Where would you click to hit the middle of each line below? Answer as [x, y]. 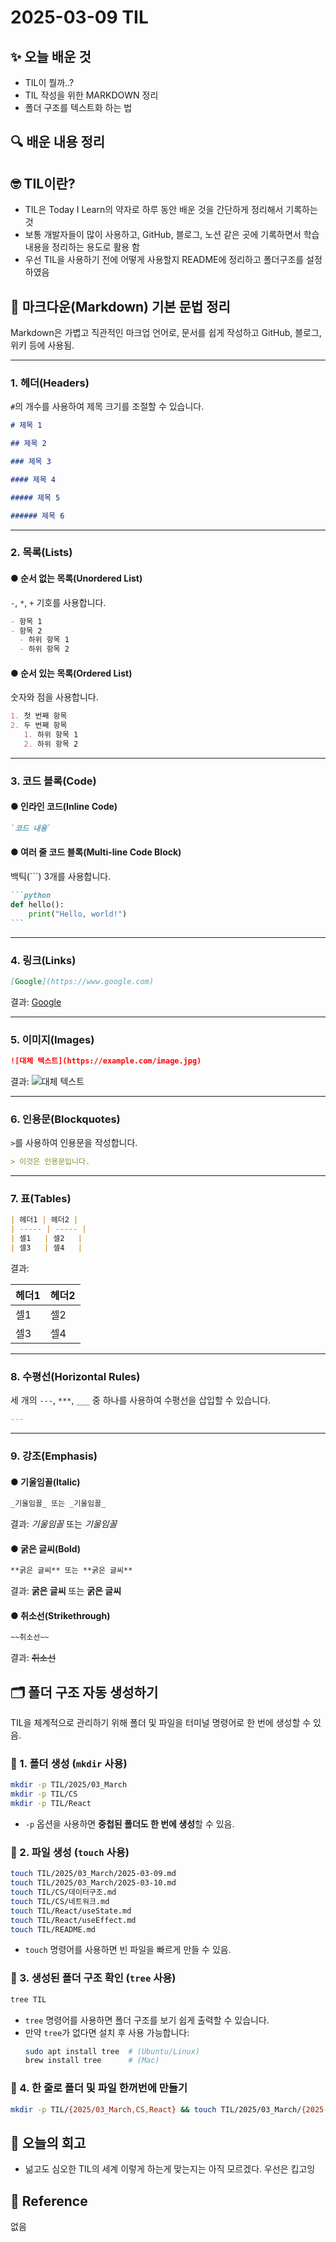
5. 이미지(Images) [52, 1039]
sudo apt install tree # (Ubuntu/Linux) [112, 2051]
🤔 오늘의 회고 [48, 2142]
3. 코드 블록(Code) [53, 781]
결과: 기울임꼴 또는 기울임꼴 [64, 1524]
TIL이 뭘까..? [49, 82]
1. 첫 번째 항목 [39, 716]
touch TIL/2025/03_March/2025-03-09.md [93, 1874]
